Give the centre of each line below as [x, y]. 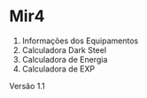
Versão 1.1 [27, 86]
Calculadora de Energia [65, 59]
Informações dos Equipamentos [80, 41]
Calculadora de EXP [58, 69]
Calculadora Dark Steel [64, 49]
